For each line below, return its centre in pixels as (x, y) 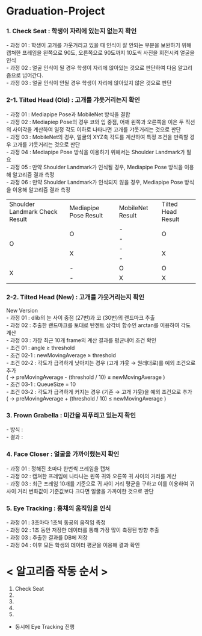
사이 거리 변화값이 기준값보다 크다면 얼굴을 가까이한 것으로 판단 (80, 491)
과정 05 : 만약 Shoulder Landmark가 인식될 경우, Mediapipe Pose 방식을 (96, 167)
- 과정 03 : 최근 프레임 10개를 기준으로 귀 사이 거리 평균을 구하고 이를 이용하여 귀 (100, 484)
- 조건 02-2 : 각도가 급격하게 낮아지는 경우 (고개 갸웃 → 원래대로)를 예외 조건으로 (101, 363)
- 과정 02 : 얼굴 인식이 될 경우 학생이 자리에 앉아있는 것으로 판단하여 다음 (91, 68)
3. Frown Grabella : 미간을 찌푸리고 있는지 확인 (71, 415)
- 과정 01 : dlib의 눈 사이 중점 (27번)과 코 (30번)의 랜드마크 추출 (81, 318)
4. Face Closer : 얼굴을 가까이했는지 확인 (63, 454)
